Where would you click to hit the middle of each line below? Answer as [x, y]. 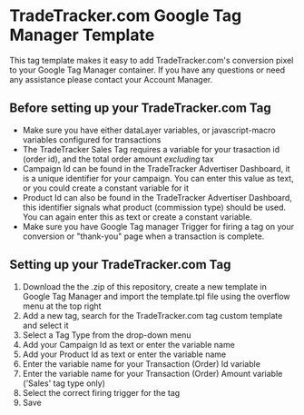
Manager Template [82, 35]
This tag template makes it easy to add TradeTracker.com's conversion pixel [152, 60]
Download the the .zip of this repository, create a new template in [145, 286]
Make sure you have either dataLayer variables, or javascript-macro [149, 130]
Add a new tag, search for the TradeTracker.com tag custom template [152, 315]
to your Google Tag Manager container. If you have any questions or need [147, 70]
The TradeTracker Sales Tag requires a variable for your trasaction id [151, 149]
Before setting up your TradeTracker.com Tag [140, 109]
